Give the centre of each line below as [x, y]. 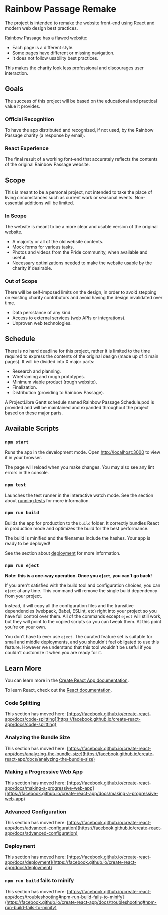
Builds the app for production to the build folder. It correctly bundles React [82, 523]
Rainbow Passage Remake [61, 9]
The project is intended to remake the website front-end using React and [80, 23]
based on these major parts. [34, 413]
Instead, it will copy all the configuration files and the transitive [69, 606]
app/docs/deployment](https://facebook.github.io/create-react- [71, 862]
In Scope [16, 216]
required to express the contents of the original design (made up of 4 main [82, 356]
